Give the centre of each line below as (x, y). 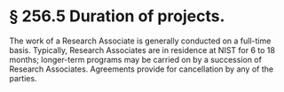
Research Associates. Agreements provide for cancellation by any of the (141, 69)
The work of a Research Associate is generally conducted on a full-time (140, 41)
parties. (23, 78)
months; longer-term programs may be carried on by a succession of (135, 59)
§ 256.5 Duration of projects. (117, 16)
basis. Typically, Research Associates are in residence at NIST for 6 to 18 (142, 50)
